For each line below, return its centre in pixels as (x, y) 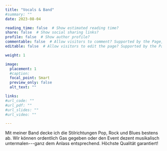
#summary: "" (19, 14)
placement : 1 (23, 69)
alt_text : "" (23, 87)
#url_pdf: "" (19, 105)
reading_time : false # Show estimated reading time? (62, 28)
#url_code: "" (20, 101)
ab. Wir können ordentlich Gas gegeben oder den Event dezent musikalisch (83, 138)
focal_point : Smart (30, 78)
